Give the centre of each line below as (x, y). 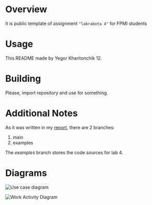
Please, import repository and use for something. (57, 93)
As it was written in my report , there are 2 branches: (60, 127)
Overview (26, 9)
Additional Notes (42, 113)
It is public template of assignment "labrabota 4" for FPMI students (76, 23)
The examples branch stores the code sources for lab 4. (64, 152)
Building (23, 79)
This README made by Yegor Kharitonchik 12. (54, 58)
